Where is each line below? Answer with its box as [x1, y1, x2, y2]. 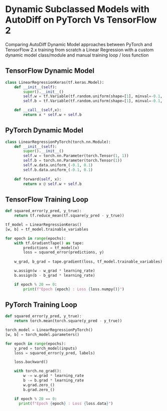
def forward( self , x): [14, 176, 62, 181]
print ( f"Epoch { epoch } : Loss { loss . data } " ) [18, 401, 113, 406]
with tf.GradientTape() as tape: [14, 241, 84, 246]
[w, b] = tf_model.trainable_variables [5, 227, 89, 232]
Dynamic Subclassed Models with [5, 4, 149, 15]
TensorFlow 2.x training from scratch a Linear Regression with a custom [5, 47, 154, 53]
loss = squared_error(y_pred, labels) [14, 350, 95, 355]
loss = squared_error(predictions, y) [23, 250, 104, 255]
